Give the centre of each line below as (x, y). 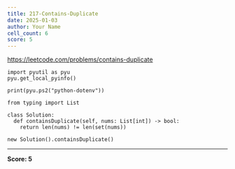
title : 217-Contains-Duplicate (53, 14)
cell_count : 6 (28, 33)
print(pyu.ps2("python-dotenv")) (56, 91)
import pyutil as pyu (39, 73)
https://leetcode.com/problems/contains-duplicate (80, 59)
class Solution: (31, 115)
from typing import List (43, 103)
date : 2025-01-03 (33, 20)
